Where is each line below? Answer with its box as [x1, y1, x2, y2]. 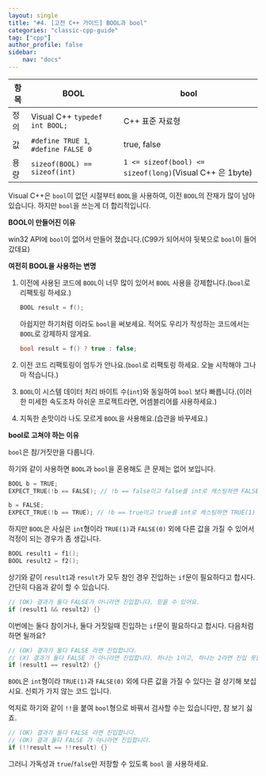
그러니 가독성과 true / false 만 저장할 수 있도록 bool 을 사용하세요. [8, 759, 209, 768]
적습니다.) [28, 370, 59, 379]
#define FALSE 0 [30, 144, 93, 154]
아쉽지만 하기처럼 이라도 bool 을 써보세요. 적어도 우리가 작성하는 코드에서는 [19, 318, 250, 329]
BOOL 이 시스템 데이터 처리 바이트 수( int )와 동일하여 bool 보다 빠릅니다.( [19, 386, 240, 396]
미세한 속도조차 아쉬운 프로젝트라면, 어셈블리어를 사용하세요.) [28, 397, 218, 406]
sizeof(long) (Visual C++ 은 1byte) [123, 167, 253, 178]
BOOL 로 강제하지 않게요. [19, 329, 92, 338]
